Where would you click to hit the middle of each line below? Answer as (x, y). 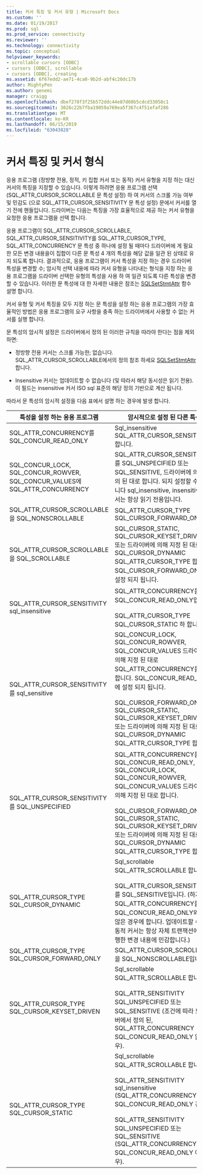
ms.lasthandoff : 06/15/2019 (42, 125)
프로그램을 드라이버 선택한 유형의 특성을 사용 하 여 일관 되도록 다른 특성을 (99, 275)
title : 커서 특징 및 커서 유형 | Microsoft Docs (63, 12)
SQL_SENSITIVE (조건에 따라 (154, 1011)
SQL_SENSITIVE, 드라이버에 (153, 472)
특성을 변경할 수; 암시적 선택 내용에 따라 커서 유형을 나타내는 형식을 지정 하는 (96, 268)
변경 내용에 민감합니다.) (159, 940)
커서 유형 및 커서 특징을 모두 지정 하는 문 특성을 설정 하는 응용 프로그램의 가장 (97, 304)
